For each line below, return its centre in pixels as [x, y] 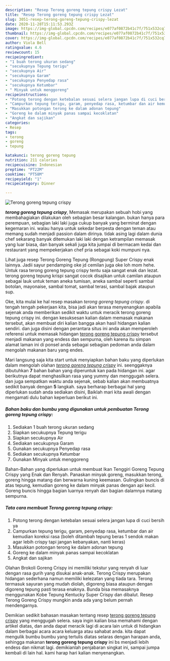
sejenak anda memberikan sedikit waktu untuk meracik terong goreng [78, 313]
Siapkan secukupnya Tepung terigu [50, 432]
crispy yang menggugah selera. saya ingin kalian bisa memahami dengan [81, 621]
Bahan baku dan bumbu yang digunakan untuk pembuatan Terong [77, 409]
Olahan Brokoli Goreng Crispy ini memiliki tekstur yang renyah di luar [77, 568]
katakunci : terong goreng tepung [40, 156]
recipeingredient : [25, 57]
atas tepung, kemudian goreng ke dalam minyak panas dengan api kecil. [80, 486]
